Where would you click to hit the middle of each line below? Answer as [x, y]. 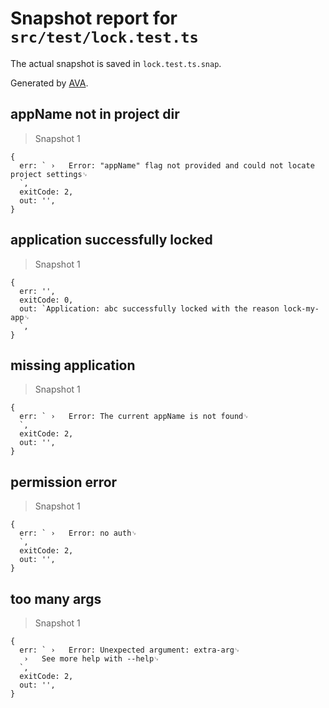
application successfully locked [111, 240]
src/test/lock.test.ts [104, 37]
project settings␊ [49, 174]
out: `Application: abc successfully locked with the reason [149, 308]
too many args [56, 598]
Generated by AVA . [49, 83]
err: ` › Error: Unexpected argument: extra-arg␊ [130, 650]
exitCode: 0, [46, 300]
